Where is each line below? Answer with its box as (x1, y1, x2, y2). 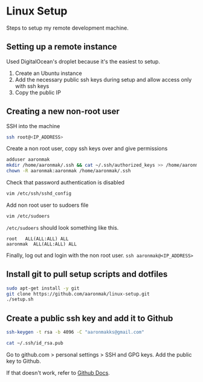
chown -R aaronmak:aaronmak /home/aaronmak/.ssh (6, 168, 131, 174)
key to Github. (6, 357, 41, 364)
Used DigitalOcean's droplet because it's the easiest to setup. (6, 57, 160, 65)
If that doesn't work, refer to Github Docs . (6, 369, 110, 376)
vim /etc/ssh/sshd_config (6, 190, 71, 197)
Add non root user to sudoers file (6, 201, 89, 209)
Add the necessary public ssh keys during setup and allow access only (14, 76, 192, 83)
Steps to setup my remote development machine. (6, 24, 129, 31)
